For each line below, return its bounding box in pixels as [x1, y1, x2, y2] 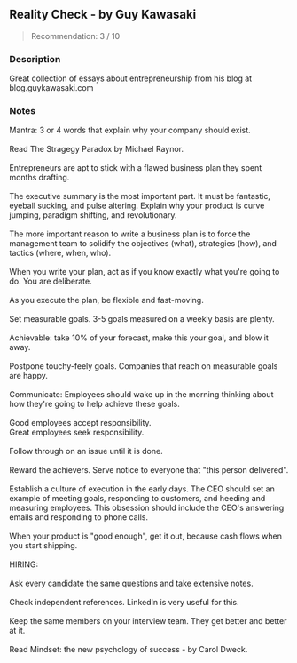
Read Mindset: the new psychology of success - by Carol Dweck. [9, 644, 248, 655]
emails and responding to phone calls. [9, 512, 149, 523]
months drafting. [9, 172, 70, 183]
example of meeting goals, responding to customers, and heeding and [9, 493, 266, 504]
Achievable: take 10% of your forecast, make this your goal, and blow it [9, 332, 269, 343]
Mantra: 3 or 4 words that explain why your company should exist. [9, 124, 251, 136]
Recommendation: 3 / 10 [30, 30, 121, 41]
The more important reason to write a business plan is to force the [9, 228, 251, 239]
